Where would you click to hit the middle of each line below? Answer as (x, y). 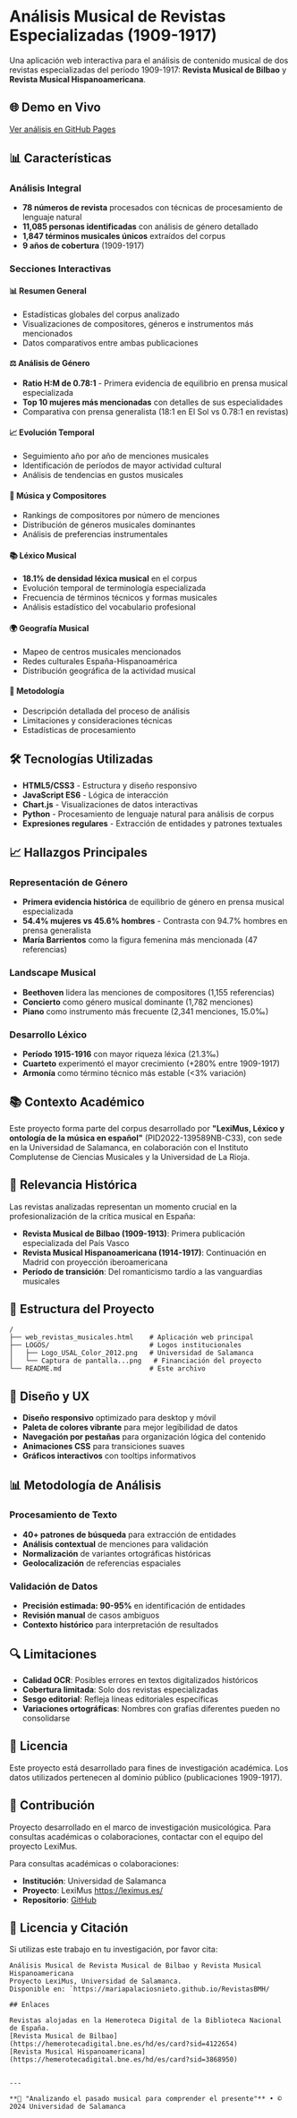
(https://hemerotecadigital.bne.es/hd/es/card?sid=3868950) (124, 2060)
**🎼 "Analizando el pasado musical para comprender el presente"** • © (145, 2099)
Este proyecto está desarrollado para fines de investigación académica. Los (149, 1768)
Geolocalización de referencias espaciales (102, 1563)
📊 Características (60, 158)
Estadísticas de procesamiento (79, 730)
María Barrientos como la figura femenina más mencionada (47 (140, 940)
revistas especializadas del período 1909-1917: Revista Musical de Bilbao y (148, 70)
